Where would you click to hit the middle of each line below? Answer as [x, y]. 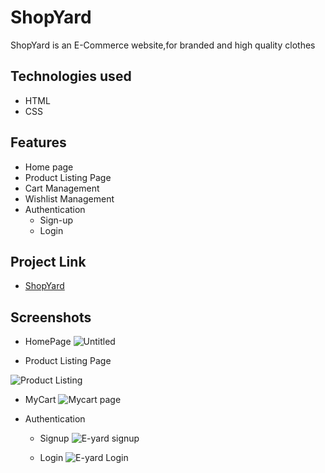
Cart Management [62, 188]
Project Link [48, 261]
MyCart [40, 400]
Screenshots [51, 317]
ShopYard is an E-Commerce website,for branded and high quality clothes [163, 45]
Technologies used [71, 76]
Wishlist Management [69, 198]
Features [38, 142]
